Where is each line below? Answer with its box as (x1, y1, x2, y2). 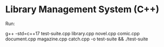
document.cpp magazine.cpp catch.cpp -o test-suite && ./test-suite (5, 36, 149, 42)
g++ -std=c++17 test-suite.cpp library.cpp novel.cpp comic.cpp (5, 30, 140, 36)
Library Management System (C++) (5, 4, 160, 15)
